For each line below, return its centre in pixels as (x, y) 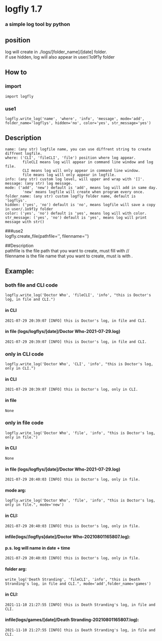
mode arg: (16, 490)
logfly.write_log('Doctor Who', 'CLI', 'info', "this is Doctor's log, (79, 364)
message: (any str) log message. (39, 183)
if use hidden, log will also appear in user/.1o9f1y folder (60, 57)
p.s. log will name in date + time (38, 548)
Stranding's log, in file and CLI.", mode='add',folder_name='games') (78, 584)
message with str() (25, 222)
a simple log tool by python (38, 24)
